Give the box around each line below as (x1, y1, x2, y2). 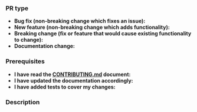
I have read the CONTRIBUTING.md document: (14, 71, 131, 78)
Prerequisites (5, 57, 45, 65)
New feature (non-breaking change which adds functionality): (14, 24, 170, 31)
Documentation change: (14, 42, 75, 50)
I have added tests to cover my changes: (14, 83, 116, 90)
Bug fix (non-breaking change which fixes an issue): (14, 18, 146, 25)
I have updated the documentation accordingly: (14, 77, 133, 84)
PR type (5, 4, 29, 12)
